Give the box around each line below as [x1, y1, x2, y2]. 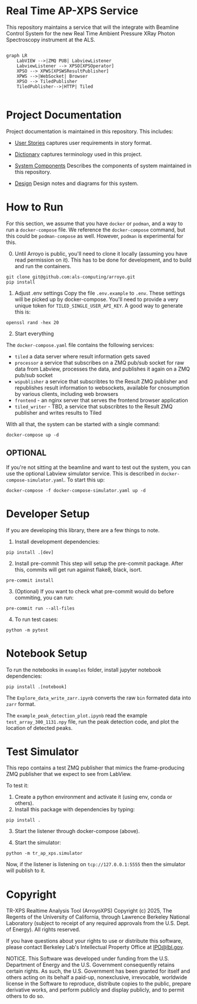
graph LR [6, 52, 28, 58]
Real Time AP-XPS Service [6, 4, 139, 18]
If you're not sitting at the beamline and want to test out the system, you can [6, 464, 191, 471]
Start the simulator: [14, 839, 61, 846]
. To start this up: [64, 476, 105, 483]
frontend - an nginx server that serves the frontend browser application [14, 397, 188, 404]
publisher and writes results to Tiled [14, 409, 102, 416]
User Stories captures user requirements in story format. [14, 139, 152, 146]
